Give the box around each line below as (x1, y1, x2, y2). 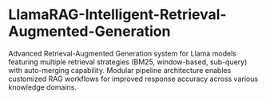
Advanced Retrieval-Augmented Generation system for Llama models (8, 48, 237, 58)
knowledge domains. (8, 82, 77, 92)
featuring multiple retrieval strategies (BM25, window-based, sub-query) (8, 57, 248, 67)
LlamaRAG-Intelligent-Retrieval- (8, 6, 227, 24)
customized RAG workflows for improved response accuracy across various (8, 74, 258, 83)
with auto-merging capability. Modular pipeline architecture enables (8, 65, 232, 75)
